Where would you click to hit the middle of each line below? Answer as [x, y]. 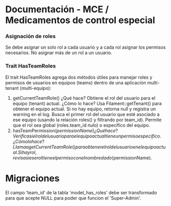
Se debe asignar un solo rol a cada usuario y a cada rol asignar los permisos [86, 48]
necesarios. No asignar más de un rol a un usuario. [59, 53]
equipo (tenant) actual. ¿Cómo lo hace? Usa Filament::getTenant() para [87, 103]
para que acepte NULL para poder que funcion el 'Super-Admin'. [73, 198]
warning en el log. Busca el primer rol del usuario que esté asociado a [86, 114]
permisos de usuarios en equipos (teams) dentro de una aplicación [76, 82]
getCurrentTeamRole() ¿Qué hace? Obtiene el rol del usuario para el [84, 98]
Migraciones [32, 178]
